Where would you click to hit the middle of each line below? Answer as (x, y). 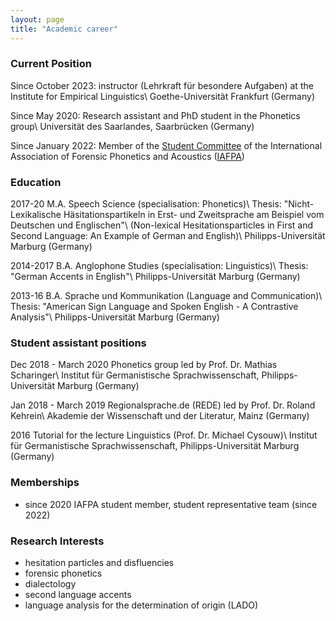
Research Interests (57, 541)
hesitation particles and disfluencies (99, 562)
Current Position (51, 64)
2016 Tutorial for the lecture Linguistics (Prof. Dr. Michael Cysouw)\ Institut (164, 435)
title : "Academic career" (64, 29)
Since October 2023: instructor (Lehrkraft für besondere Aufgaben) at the (162, 85)
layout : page (37, 19)
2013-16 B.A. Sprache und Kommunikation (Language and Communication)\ (166, 296)
